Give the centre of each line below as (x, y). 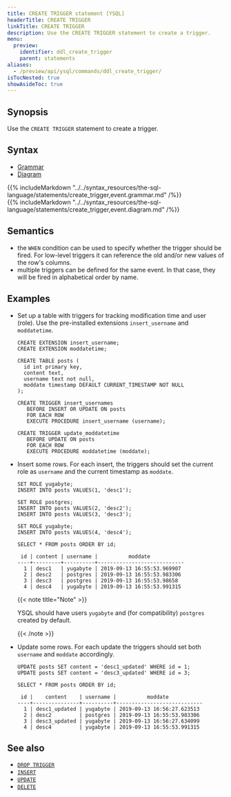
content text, (44, 373)
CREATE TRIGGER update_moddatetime (68, 433)
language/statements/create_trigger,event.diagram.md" (86, 209)
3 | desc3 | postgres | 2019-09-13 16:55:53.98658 (101, 581)
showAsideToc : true (35, 84)
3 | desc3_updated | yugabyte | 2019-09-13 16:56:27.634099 (112, 721)
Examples (29, 299)
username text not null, (59, 379)
